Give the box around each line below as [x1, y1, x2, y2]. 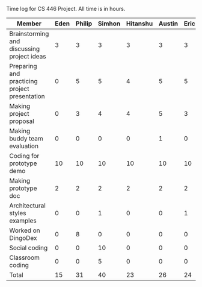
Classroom [9, 253, 40, 262]
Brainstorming [9, 30, 49, 38]
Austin [158, 19, 179, 28]
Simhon [98, 19, 121, 28]
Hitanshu [126, 19, 153, 28]
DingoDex [9, 234, 37, 242]
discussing [9, 45, 40, 53]
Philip [75, 19, 93, 28]
